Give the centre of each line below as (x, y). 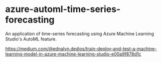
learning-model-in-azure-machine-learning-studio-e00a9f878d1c (73, 54)
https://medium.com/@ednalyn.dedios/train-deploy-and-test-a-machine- (81, 48)
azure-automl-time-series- (63, 9)
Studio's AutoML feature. (31, 39)
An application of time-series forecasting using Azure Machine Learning (80, 33)
